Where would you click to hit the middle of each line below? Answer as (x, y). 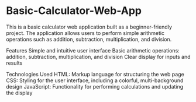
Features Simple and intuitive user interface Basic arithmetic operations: (93, 50)
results (14, 63)
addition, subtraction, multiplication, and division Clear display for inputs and (98, 57)
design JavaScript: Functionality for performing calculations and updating (95, 86)
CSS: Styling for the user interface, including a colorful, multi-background (95, 80)
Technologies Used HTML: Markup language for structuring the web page (95, 74)
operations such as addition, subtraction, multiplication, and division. (89, 39)
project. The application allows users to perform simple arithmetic (85, 33)
